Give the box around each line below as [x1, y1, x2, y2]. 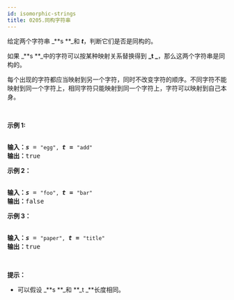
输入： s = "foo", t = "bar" [7, 188, 93, 196]
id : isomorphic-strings [7, 10, 77, 17]
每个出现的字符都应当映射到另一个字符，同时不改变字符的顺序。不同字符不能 [7, 75, 227, 84]
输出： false [7, 197, 45, 205]
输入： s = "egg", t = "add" [7, 143, 93, 151]
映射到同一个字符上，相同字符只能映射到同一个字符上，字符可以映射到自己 [7, 84, 221, 92]
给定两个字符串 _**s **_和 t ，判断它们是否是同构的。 [7, 36, 157, 45]
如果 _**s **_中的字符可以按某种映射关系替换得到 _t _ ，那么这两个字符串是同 [7, 52, 225, 60]
